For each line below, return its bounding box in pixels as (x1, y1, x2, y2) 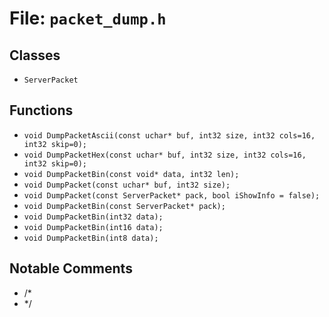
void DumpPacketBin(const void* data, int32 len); (23, 169, 240, 179)
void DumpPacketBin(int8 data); (23, 233, 159, 243)
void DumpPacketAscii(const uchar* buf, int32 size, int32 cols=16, (23, 130, 316, 141)
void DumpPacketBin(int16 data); (23, 222, 164, 232)
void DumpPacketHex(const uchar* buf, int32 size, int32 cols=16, (23, 150, 307, 160)
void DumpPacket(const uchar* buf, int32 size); (23, 180, 231, 190)
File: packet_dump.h (9, 7, 167, 30)
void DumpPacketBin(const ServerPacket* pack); (23, 201, 226, 211)
